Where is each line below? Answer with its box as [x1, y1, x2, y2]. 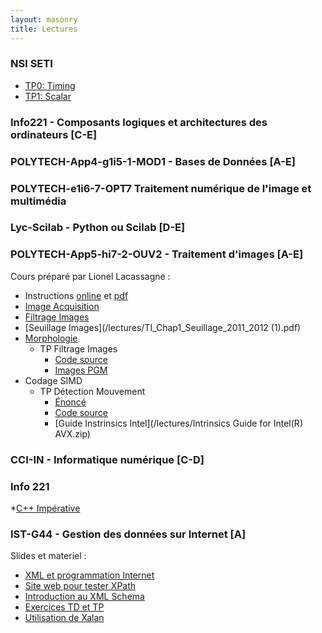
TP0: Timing [24, 79, 76, 91]
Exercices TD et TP [24, 601, 105, 613]
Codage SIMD [24, 374, 83, 386]
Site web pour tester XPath [24, 580, 137, 592]
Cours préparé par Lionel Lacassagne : [10, 270, 171, 282]
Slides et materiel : [10, 550, 87, 562]
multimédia [10, 194, 67, 208]
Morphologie [24, 332, 78, 344]
